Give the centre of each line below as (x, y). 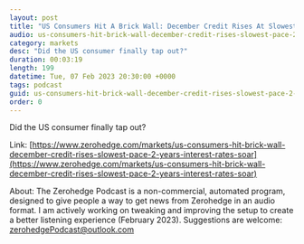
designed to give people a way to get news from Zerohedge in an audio (142, 201)
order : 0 (26, 102)
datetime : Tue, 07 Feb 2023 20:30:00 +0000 (93, 77)
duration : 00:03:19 (46, 60)
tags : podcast (36, 85)
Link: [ (21, 145)
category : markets (44, 43)
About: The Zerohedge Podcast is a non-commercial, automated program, (147, 192)
